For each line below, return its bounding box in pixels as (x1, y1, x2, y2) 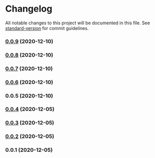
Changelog (5, 3, 53, 15)
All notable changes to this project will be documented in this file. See (5, 20, 150, 26)
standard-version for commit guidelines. (5, 25, 89, 31)
